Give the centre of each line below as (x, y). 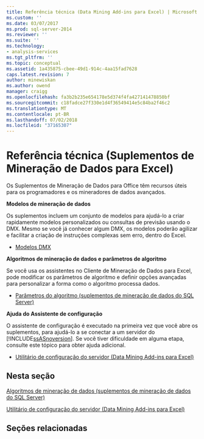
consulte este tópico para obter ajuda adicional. (66, 345)
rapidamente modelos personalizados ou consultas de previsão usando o (98, 222)
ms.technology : (26, 46)
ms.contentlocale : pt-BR (38, 114)
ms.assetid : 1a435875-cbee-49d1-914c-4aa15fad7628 (72, 69)
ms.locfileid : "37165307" (39, 126)
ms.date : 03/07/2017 (33, 23)
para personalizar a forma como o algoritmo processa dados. (83, 284)
